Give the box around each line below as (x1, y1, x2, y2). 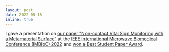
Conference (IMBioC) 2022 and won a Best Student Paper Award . (5, 41, 143, 47)
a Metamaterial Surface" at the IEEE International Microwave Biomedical (5, 36, 157, 42)
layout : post (5, 7, 33, 13)
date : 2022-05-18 (5, 12, 43, 17)
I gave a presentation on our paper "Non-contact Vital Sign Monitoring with (5, 31, 164, 37)
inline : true (5, 17, 33, 22)
